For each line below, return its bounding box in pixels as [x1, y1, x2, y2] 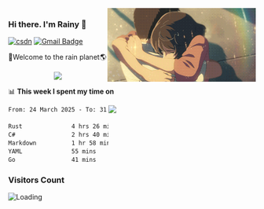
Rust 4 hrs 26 [8, 123, 101, 130]
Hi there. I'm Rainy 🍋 [8, 19, 87, 30]
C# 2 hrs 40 [8, 131, 101, 139]
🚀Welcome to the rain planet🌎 [8, 53, 107, 62]
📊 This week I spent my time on [8, 86, 115, 97]
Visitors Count [8, 174, 65, 185]
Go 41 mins [8, 156, 97, 163]
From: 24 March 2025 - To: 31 [8, 106, 108, 114]
